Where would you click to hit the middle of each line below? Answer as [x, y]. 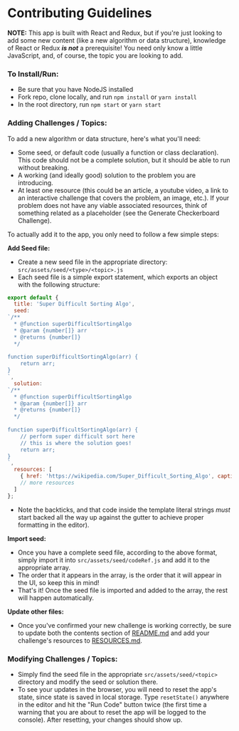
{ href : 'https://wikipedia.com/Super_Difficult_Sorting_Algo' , [117, 476]
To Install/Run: [33, 74]
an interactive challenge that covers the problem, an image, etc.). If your [123, 198]
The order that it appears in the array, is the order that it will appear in [119, 575]
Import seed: [27, 538]
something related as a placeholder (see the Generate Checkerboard [118, 213]
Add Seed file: [29, 248]
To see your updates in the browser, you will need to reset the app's [117, 689]
